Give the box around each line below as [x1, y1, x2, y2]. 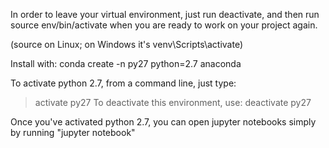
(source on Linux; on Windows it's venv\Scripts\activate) [10, 39, 243, 50]
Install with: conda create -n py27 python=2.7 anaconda [10, 58, 242, 69]
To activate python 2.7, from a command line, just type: [10, 77, 237, 89]
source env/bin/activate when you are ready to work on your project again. [10, 19, 318, 31]
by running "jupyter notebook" [10, 127, 136, 138]
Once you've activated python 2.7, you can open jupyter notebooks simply [10, 116, 317, 128]
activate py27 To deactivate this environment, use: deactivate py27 [34, 97, 312, 108]
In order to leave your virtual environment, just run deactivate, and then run [10, 9, 320, 20]
